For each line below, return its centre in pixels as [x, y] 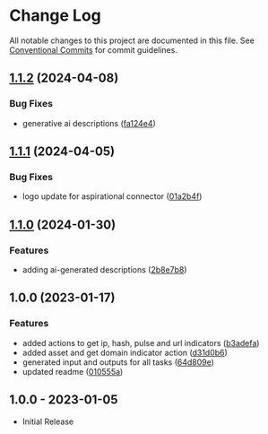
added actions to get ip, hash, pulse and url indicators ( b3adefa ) [141, 343]
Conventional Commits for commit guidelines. [93, 49]
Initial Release [48, 421]
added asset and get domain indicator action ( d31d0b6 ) [125, 352]
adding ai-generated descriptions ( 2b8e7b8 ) [104, 269]
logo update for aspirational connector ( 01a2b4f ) [112, 196]
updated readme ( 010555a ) [73, 371]
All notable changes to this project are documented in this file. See [132, 40]
